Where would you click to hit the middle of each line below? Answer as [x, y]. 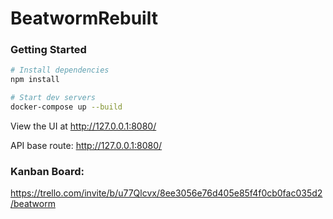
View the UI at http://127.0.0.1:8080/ [83, 126]
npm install [35, 80]
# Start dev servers [53, 98]
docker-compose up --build [66, 107]
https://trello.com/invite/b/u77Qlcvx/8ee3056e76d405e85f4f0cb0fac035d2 [166, 193]
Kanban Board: [47, 171]
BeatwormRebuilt [84, 18]
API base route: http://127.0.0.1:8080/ [86, 145]
